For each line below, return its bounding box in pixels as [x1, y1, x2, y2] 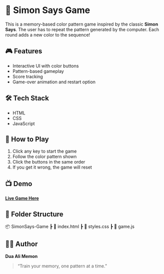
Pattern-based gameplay [12, 68, 64, 74]
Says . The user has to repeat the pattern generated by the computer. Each [5, 26, 159, 32]
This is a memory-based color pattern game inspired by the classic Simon [5, 21, 158, 27]
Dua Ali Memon [5, 253, 38, 259]
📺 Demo [5, 179, 33, 188]
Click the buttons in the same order [12, 159, 85, 165]
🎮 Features [5, 47, 43, 56]
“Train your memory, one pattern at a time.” [17, 263, 107, 269]
